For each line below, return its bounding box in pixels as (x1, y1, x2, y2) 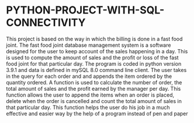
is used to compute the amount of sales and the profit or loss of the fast (6, 54, 179, 61)
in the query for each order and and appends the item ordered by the (6, 73, 172, 80)
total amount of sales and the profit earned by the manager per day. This (6, 85, 181, 92)
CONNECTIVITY (6, 16, 86, 29)
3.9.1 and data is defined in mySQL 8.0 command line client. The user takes (6, 66, 187, 73)
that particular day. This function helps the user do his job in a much (6, 104, 170, 111)
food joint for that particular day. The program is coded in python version (6, 60, 182, 67)
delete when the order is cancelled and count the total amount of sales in (6, 97, 182, 104)
